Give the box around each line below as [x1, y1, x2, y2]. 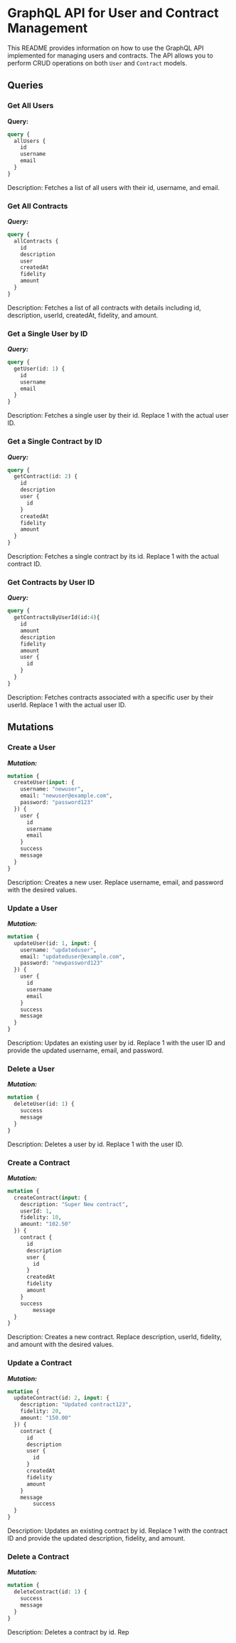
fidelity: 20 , [20, 1407, 62, 1415]
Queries [7, 80, 44, 92]
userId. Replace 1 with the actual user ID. [7, 700, 127, 709]
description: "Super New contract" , [20, 1200, 129, 1208]
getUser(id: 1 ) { [14, 365, 65, 372]
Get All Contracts [7, 201, 68, 211]
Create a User [7, 742, 56, 752]
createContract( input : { [14, 1194, 87, 1201]
